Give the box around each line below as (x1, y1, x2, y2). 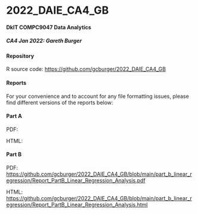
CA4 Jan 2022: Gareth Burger (6, 37, 82, 45)
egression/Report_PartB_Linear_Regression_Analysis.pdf (6, 176, 146, 184)
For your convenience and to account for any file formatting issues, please (6, 92, 189, 100)
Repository (6, 52, 35, 60)
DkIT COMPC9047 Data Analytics (6, 23, 91, 30)
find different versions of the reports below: (6, 99, 113, 106)
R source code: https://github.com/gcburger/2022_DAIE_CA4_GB (6, 66, 166, 73)
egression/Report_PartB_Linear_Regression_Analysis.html (6, 201, 148, 208)
